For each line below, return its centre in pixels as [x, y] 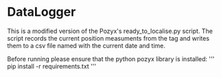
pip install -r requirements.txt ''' [52, 66]
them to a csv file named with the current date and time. [86, 45]
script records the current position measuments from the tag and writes [108, 38]
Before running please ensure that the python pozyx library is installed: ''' [111, 58]
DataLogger [42, 12]
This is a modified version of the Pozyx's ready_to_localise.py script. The [110, 31]
